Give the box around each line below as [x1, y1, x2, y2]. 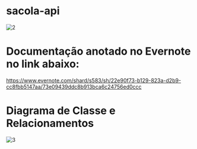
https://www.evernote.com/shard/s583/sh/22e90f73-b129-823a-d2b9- [6, 77, 182, 84]
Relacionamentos [6, 117, 94, 130]
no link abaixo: [6, 58, 80, 71]
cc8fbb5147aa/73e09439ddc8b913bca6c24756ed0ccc [6, 83, 142, 90]
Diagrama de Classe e [6, 104, 116, 118]
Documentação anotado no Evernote [6, 45, 191, 58]
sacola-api [6, 4, 61, 18]
